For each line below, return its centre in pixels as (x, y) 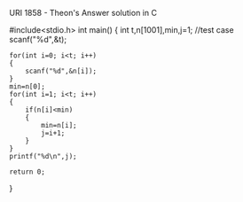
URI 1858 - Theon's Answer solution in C (83, 13)
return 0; (27, 172)
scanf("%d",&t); (38, 39)
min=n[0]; (27, 87)
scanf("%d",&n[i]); (61, 71)
